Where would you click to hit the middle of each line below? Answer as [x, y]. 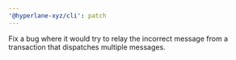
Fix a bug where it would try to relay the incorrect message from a [118, 38]
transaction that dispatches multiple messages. [87, 47]
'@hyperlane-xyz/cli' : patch [57, 16]
